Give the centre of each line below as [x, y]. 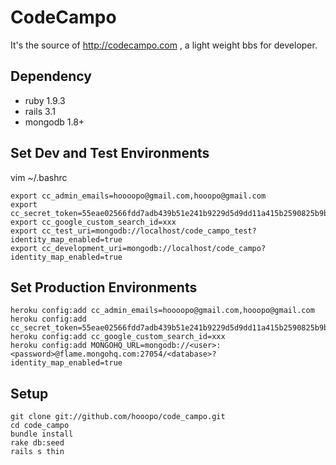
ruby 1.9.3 [45, 100]
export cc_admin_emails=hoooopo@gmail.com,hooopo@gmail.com [138, 196]
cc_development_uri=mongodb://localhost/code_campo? [154, 248]
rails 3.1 [40, 111]
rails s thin [37, 452]
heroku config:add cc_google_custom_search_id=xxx [118, 337]
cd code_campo [40, 426]
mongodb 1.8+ [54, 122]
